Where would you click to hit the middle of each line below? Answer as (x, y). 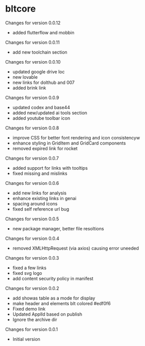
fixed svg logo (27, 273)
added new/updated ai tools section (50, 113)
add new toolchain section (40, 52)
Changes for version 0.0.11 (32, 42)
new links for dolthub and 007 (43, 82)
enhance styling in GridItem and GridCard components (69, 143)
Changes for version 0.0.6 (32, 183)
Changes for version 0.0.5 (32, 219)
